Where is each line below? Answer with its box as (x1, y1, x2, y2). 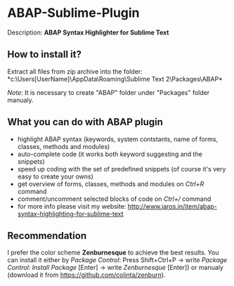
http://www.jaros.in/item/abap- (127, 202, 218, 210)
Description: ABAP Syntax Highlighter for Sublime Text (7, 28, 169, 37)
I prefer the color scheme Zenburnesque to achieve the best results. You (7, 248, 219, 257)
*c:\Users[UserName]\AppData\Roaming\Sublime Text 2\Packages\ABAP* (7, 74, 223, 83)
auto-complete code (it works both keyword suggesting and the (17, 150, 202, 158)
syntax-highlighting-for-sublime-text (17, 209, 124, 218)
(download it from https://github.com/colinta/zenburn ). (7, 271, 167, 279)
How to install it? (7, 48, 82, 60)
